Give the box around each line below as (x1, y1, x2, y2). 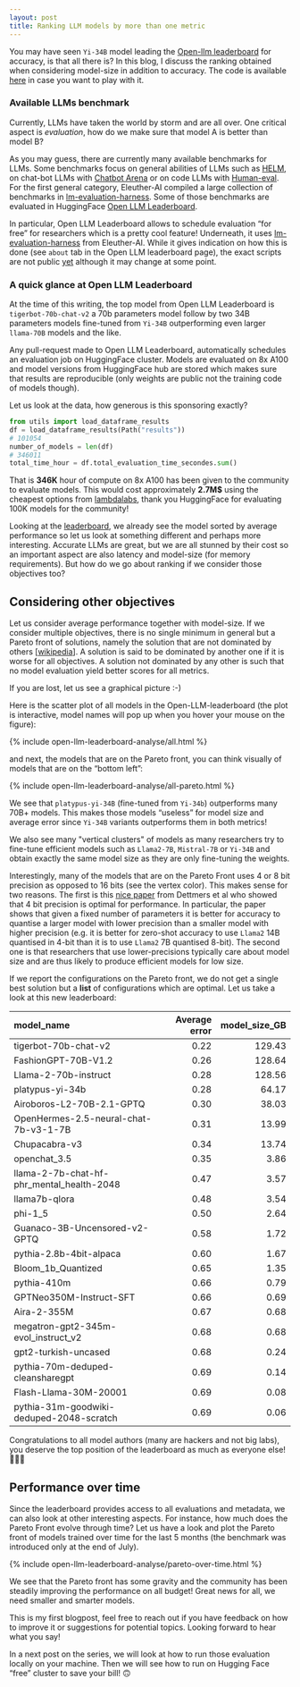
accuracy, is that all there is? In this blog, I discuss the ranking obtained (9, 55, 272, 66)
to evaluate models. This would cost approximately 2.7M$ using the (9, 485, 259, 495)
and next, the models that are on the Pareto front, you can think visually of (9, 754, 282, 764)
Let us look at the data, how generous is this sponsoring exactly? (9, 400, 248, 411)
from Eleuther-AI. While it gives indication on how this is (81, 237, 287, 248)
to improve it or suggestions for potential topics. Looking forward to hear (9, 1622, 277, 1632)
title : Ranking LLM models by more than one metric (9, 21, 205, 30)
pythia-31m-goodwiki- (13, 1401, 115, 1413)
